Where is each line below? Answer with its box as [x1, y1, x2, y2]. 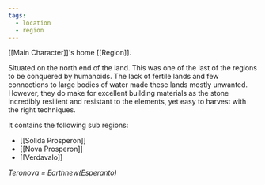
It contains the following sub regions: [8, 120, 129, 130]
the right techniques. [8, 105, 77, 115]
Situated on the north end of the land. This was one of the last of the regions [8, 63, 257, 73]
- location [15, 19, 51, 27]
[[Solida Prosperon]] [19, 136, 86, 145]
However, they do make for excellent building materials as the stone [8, 89, 229, 98]
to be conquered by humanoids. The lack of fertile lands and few [8, 72, 219, 81]
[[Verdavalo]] [19, 153, 63, 162]
